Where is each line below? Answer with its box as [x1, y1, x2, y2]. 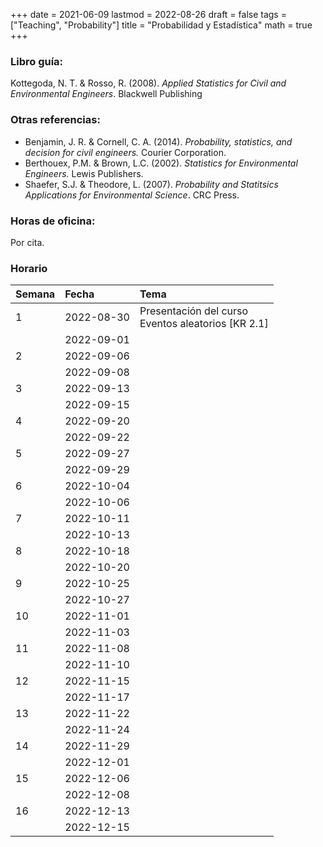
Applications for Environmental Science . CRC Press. [24, 189, 240, 201]
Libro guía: [10, 54, 64, 68]
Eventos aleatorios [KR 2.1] [139, 317, 269, 331]
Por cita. [10, 236, 45, 248]
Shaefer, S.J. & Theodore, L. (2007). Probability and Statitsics [24, 178, 279, 190]
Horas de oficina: [10, 214, 96, 228]
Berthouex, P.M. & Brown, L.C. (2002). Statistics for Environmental [24, 157, 298, 169]
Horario [10, 261, 48, 275]
